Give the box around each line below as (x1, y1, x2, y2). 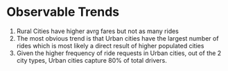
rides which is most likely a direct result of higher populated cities (16, 41, 204, 50)
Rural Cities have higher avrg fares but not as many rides (16, 27, 179, 35)
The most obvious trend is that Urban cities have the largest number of (16, 34, 219, 42)
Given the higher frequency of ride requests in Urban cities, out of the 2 (16, 49, 222, 57)
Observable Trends (6, 4, 120, 20)
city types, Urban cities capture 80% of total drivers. (16, 56, 167, 64)
